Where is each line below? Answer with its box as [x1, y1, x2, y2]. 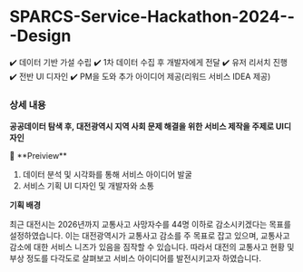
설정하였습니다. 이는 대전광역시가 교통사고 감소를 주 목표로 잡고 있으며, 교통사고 [9, 230, 290, 241]
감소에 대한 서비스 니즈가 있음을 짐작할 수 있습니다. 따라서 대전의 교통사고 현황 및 [9, 242, 295, 253]
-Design [9, 25, 72, 46]
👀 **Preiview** [9, 151, 68, 161]
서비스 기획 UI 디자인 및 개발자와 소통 [22, 180, 154, 191]
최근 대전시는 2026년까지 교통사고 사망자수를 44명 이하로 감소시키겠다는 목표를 [9, 219, 292, 230]
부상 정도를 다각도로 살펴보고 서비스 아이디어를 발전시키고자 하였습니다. [9, 253, 261, 264]
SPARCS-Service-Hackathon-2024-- [9, 6, 295, 27]
